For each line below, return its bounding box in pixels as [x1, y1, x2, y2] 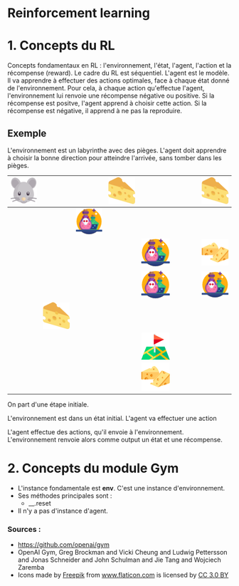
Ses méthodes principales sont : [17, 491, 112, 500]
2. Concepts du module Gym [7, 460, 179, 476]
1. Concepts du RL [7, 38, 115, 54]
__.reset [28, 498, 51, 507]
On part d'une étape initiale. [7, 400, 89, 409]
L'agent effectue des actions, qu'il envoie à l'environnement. [7, 427, 184, 436]
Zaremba [17, 563, 45, 571]
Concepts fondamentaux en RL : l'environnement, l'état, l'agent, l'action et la [7, 61, 232, 70]
